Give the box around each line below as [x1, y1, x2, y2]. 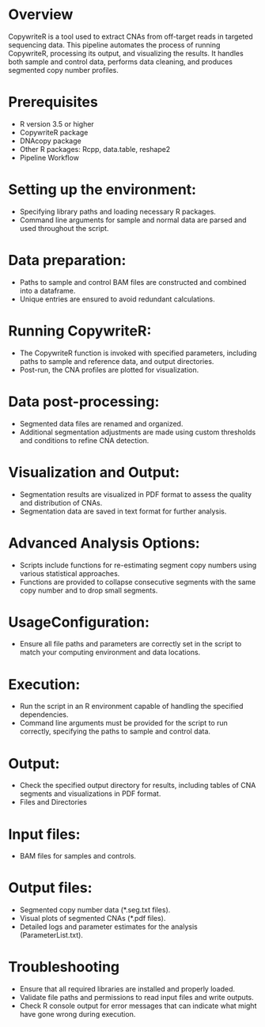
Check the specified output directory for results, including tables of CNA [19, 781, 256, 790]
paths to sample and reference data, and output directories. [19, 356, 214, 366]
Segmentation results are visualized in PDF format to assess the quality [19, 489, 252, 499]
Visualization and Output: [8, 463, 180, 481]
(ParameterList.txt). [19, 930, 83, 940]
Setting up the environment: [8, 180, 196, 199]
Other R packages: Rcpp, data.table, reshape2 [19, 144, 171, 153]
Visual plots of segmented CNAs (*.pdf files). [19, 914, 166, 923]
